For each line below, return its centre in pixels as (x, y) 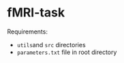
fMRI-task (36, 13)
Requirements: (27, 32)
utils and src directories (51, 45)
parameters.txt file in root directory (67, 52)
